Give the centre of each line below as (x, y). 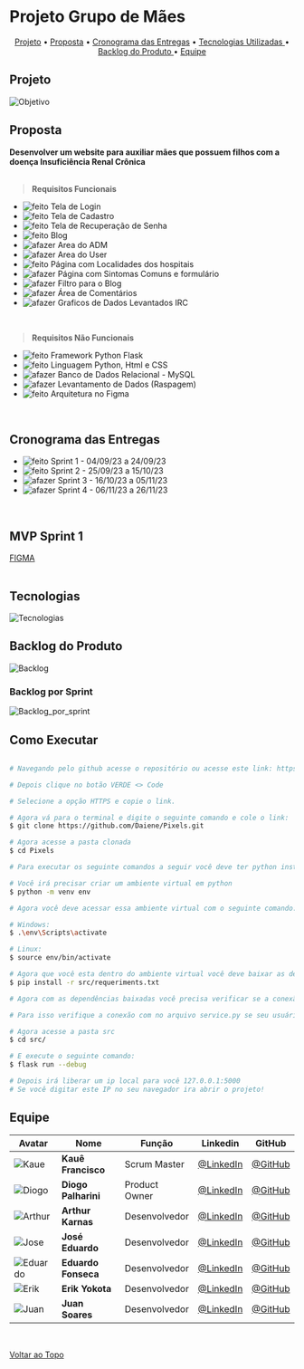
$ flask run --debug (48, 1065)
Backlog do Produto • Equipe (152, 51)
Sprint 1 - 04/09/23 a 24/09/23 (108, 461)
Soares (77, 1315)
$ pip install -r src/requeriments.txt (85, 982)
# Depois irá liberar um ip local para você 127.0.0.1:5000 (125, 1081)
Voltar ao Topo (37, 1355)
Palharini (81, 1195)
